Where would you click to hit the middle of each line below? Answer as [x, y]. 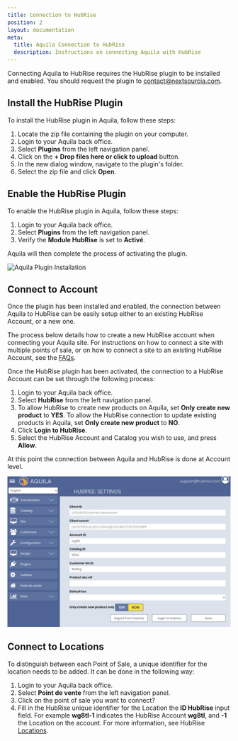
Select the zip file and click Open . [67, 171]
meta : [15, 38]
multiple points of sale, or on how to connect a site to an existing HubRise [114, 350]
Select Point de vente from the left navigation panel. [94, 692]
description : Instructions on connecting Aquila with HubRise [107, 52]
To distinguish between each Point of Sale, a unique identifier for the [107, 664]
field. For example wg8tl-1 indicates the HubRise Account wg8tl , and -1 [122, 715]
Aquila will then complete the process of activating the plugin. [97, 253]
